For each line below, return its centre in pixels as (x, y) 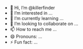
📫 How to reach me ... (33, 29)
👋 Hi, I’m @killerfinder (32, 8)
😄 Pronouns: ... (26, 36)
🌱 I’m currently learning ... (37, 18)
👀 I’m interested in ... (31, 13)
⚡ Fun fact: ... (24, 42)
